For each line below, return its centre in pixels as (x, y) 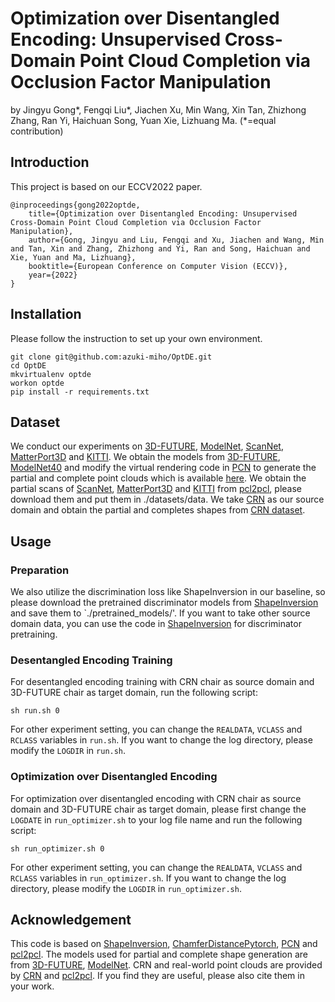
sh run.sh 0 (35, 711)
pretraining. (34, 634)
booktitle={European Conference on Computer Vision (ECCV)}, (158, 266)
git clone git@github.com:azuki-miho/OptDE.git (111, 357)
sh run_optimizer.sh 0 (57, 848)
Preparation (40, 570)
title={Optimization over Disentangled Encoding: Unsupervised (163, 213)
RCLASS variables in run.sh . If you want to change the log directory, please (161, 740)
